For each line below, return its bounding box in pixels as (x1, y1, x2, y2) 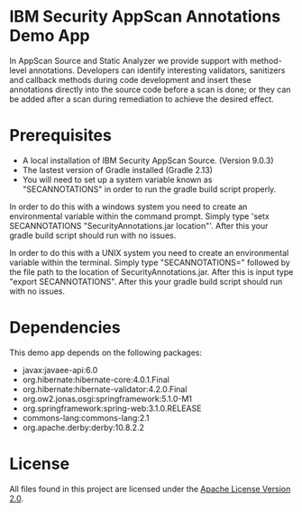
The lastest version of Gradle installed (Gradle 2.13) (22, 164, 214, 175)
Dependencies (9, 317, 121, 338)
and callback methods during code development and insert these (9, 74, 252, 85)
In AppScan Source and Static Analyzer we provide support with (9, 55, 248, 66)
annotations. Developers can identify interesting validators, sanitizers (28, 65, 286, 76)
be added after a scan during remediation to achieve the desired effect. (9, 93, 274, 105)
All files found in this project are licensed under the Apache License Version (9, 483, 291, 494)
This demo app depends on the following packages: (9, 347, 203, 358)
